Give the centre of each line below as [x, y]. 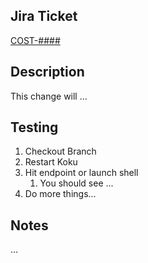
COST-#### [35, 40]
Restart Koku [51, 162]
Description [47, 72]
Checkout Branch [60, 151]
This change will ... [49, 96]
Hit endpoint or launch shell [81, 173]
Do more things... [60, 194]
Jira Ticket [44, 16]
